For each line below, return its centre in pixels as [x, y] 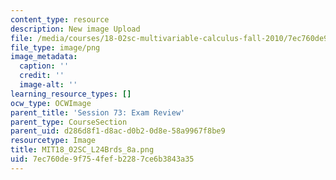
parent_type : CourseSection [69, 122]
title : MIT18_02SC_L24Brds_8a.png [82, 150]
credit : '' [42, 76]
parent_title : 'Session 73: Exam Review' [98, 112]
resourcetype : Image [53, 141]
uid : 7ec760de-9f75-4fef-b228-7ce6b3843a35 [102, 159]
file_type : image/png [55, 47]
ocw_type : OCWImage [51, 103]
